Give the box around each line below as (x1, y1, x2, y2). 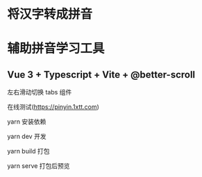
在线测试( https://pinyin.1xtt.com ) (7, 103, 99, 111)
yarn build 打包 (7, 147, 50, 155)
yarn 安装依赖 (7, 117, 47, 126)
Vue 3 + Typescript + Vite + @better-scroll (7, 69, 196, 81)
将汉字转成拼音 (7, 6, 93, 22)
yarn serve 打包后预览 (7, 162, 71, 170)
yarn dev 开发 (7, 133, 47, 141)
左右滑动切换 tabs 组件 (7, 88, 72, 96)
